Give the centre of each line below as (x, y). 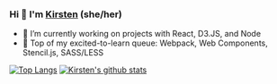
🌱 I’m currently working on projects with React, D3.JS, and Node (142, 34)
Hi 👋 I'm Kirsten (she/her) (66, 14)
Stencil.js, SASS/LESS (63, 53)
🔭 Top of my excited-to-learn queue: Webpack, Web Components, (145, 43)
